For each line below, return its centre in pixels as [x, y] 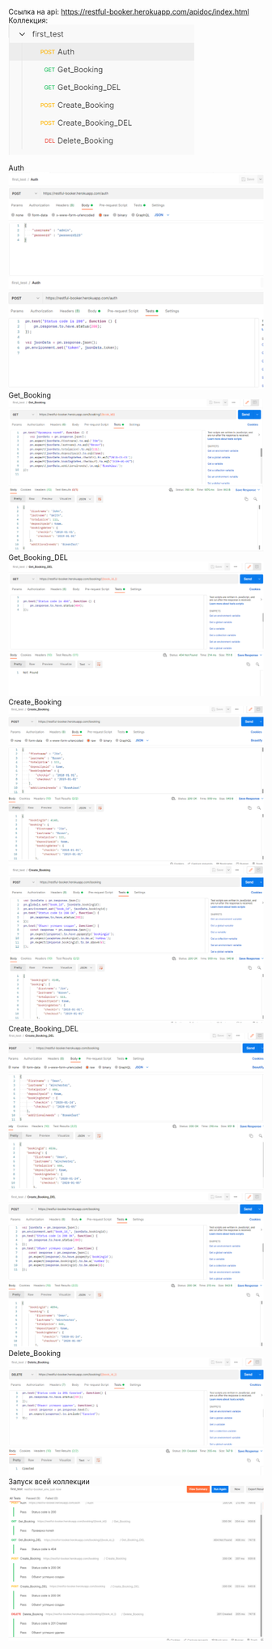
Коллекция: [28, 20]
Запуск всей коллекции [49, 1482]
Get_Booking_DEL [38, 558]
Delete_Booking [35, 1354]
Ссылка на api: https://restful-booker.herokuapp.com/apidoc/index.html [129, 12]
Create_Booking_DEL [44, 1029]
